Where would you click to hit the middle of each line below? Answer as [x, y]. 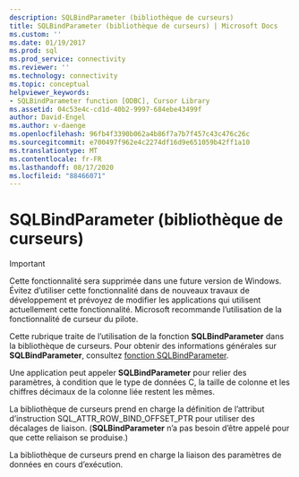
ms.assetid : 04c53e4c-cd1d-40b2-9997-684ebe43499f [106, 109]
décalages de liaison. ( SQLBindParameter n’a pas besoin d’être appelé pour [149, 428]
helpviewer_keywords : [50, 92]
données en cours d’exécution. [66, 464]
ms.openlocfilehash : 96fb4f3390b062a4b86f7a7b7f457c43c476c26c [130, 134]
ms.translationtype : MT [54, 150]
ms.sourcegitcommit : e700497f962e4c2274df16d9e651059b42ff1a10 [130, 142]
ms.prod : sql [34, 51]
